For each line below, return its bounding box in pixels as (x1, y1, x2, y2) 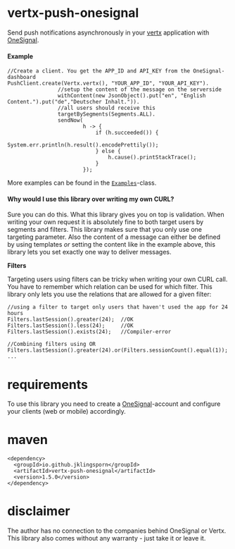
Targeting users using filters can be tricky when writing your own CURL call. (7, 275, 228, 283)
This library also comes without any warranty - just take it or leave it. (7, 534, 206, 543)
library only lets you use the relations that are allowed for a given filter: (7, 290, 212, 299)
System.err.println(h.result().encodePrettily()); (7, 142, 159, 149)
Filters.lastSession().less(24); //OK (7, 322, 134, 329)
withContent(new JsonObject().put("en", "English (57, 92, 206, 99)
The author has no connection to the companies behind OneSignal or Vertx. (7, 526, 227, 535)
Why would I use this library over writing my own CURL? (7, 195, 174, 203)
